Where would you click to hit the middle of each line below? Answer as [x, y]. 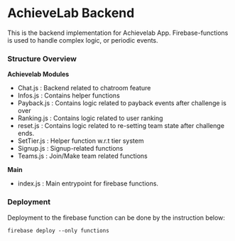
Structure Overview [42, 58]
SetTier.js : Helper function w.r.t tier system [81, 141]
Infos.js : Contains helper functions [69, 96]
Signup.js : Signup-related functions [70, 149]
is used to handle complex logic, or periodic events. [83, 40]
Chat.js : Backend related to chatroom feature [84, 88]
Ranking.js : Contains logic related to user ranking [90, 118]
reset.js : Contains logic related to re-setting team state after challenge [121, 126]
